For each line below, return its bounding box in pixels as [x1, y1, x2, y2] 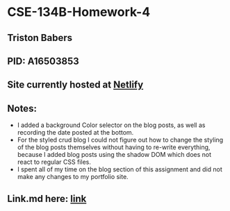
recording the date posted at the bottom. [17, 128, 134, 137]
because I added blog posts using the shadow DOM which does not [17, 151, 212, 159]
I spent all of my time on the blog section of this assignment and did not [17, 165, 222, 174]
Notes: [7, 102, 37, 115]
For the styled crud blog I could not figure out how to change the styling [17, 136, 224, 144]
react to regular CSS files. [17, 158, 92, 167]
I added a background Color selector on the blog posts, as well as [17, 121, 206, 129]
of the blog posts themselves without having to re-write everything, [17, 143, 211, 151]
